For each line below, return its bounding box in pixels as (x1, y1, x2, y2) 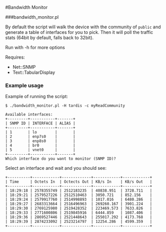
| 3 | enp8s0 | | (5, 138, 76, 144)
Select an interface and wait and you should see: (5, 165, 107, 171)
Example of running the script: (5, 94, 68, 100)
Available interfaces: (5, 112, 53, 117)
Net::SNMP (12, 64, 36, 70)
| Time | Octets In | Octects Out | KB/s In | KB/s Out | (5, 179, 152, 184)
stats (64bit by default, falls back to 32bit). (5, 35, 94, 40)
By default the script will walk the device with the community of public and (5, 24, 161, 30)
